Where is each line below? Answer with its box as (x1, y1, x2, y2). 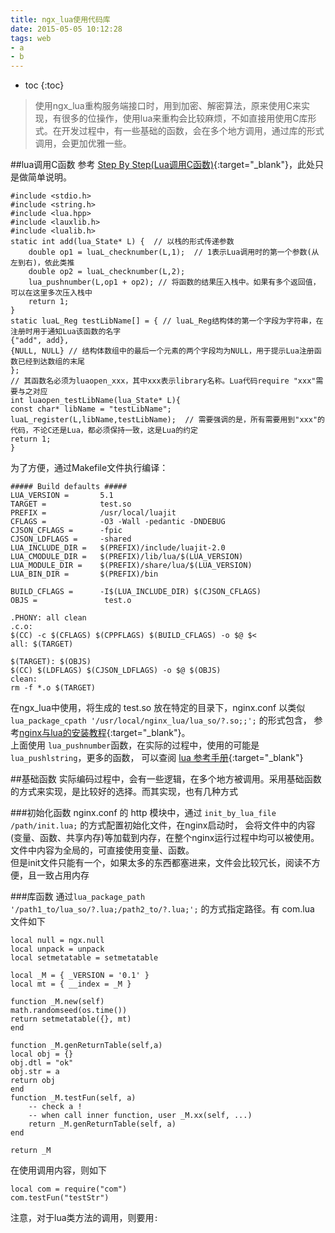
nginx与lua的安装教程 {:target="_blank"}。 (19, 727, 191, 739)
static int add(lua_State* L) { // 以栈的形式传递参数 (10, 237, 235, 247)
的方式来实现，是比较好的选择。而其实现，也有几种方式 (10, 786, 238, 798)
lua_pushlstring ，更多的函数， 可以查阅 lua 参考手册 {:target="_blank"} (10, 752, 304, 764)
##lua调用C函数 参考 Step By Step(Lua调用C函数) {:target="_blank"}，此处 (10, 159, 315, 171)
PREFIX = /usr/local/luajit (10, 508, 177, 518)
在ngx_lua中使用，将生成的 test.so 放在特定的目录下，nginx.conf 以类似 (10, 702, 306, 714)
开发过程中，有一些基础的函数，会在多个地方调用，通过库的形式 (61, 125, 325, 137)
